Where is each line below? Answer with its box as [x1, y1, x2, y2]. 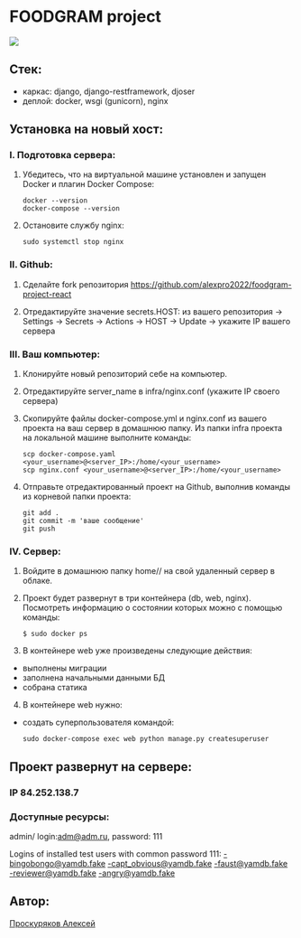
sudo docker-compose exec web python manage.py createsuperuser [22, 735, 269, 744]
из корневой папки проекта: [22, 491, 132, 502]
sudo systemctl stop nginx [22, 238, 124, 247]
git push [22, 524, 56, 534]
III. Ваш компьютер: [9, 348, 101, 361]
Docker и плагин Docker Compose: [22, 179, 155, 190]
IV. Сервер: [9, 545, 61, 558]
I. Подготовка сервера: [9, 149, 116, 162]
